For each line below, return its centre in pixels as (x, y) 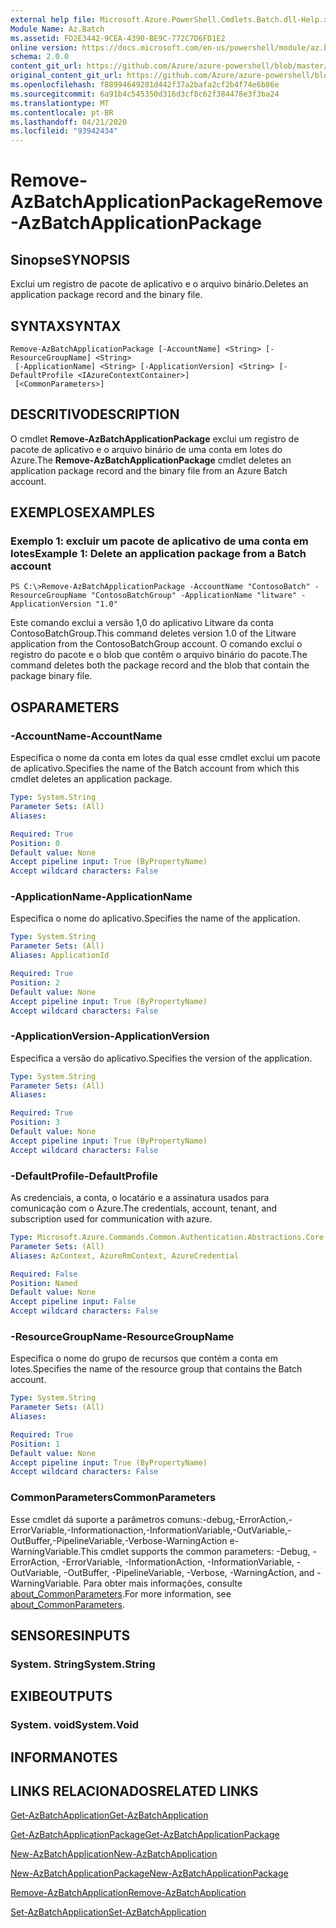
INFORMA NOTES (64, 1757)
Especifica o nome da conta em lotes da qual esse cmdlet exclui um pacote (165, 758)
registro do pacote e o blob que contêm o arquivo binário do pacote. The (159, 655)
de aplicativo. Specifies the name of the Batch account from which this (155, 768)
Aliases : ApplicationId (60, 956)
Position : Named (44, 1283)
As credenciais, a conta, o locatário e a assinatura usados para (140, 1198)
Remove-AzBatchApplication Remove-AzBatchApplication (128, 1893)
